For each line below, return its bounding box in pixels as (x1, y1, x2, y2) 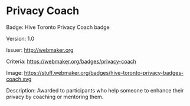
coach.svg (6, 75, 32, 82)
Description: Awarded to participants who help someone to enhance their (6, 87, 184, 94)
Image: (6, 69, 23, 76)
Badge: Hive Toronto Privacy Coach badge (6, 24, 110, 31)
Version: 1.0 (6, 35, 35, 42)
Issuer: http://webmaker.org (6, 46, 74, 54)
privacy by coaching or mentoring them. (6, 93, 104, 100)
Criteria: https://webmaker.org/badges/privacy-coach (6, 58, 137, 65)
